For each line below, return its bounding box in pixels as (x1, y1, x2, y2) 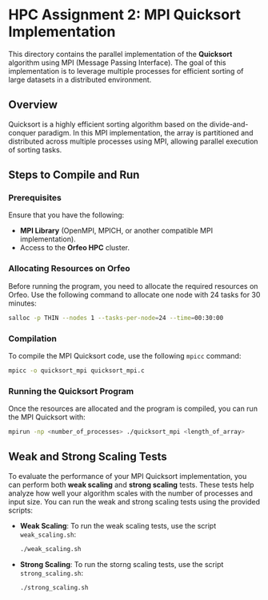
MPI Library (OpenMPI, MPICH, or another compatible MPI (19, 226, 214, 236)
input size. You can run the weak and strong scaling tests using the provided (8, 497, 261, 506)
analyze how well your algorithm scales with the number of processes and (8, 488, 254, 498)
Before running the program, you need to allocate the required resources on (8, 281, 258, 290)
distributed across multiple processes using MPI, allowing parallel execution (8, 136, 258, 146)
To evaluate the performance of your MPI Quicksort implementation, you (8, 471, 247, 480)
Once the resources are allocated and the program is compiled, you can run (8, 403, 258, 414)
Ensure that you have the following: (8, 210, 125, 220)
